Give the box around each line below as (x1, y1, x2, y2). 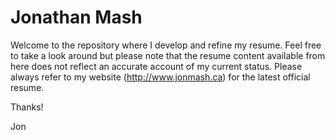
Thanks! (10, 101, 44, 113)
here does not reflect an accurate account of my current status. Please (10, 60, 303, 72)
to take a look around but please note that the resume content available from (10, 49, 326, 61)
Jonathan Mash (10, 6, 143, 29)
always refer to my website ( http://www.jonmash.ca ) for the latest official (10, 71, 311, 83)
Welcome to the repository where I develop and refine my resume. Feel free (10, 39, 322, 51)
